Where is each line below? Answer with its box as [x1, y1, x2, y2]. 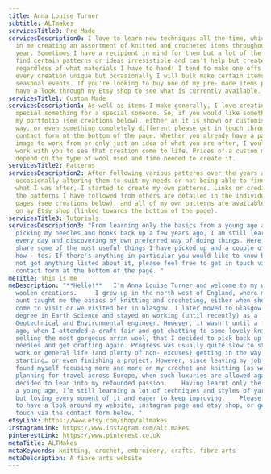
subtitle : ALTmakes [8, 19, 74, 27]
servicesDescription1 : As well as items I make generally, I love [8, 102, 236, 110]
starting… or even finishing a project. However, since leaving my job [15, 356, 262, 365]
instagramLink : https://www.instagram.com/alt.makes [8, 424, 190, 432]
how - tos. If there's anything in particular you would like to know [15, 252, 258, 260]
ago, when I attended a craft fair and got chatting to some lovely [15, 326, 251, 335]
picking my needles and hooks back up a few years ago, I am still [15, 229, 248, 238]
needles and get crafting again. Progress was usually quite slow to [15, 342, 254, 350]
